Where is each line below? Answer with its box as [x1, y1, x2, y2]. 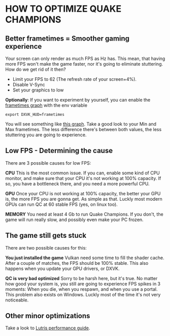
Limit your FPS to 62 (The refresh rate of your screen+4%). [12, 76, 137, 82]
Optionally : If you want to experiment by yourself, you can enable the [5, 97, 151, 103]
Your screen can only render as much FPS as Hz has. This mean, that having [5, 55, 165, 62]
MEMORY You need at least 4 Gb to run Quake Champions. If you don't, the [5, 211, 163, 217]
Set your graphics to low [12, 87, 64, 93]
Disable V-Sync [12, 82, 46, 87]
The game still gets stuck [5, 231, 87, 240]
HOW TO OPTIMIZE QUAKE [5, 3, 122, 15]
